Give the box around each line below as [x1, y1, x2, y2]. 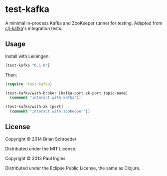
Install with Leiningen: [5, 53, 50, 59]
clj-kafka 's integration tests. [5, 25, 63, 31]
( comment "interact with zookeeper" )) [9, 109, 91, 114]
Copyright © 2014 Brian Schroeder [5, 136, 77, 142]
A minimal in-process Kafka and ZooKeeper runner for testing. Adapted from [5, 20, 163, 26]
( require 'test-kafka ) [5, 81, 52, 86]
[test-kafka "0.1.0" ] [5, 62, 50, 68]
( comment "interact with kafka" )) [9, 95, 81, 100]
